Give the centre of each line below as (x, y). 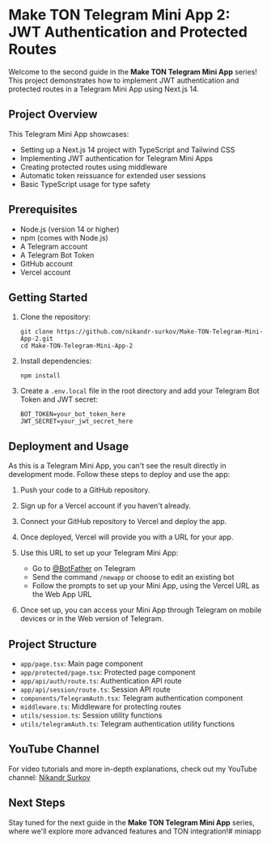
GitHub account (46, 263)
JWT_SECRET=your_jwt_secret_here (76, 422)
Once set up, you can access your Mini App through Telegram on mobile (141, 610)
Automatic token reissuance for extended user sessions (113, 175)
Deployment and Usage (69, 446)
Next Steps (37, 803)
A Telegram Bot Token (57, 255)
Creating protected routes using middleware (93, 167)
